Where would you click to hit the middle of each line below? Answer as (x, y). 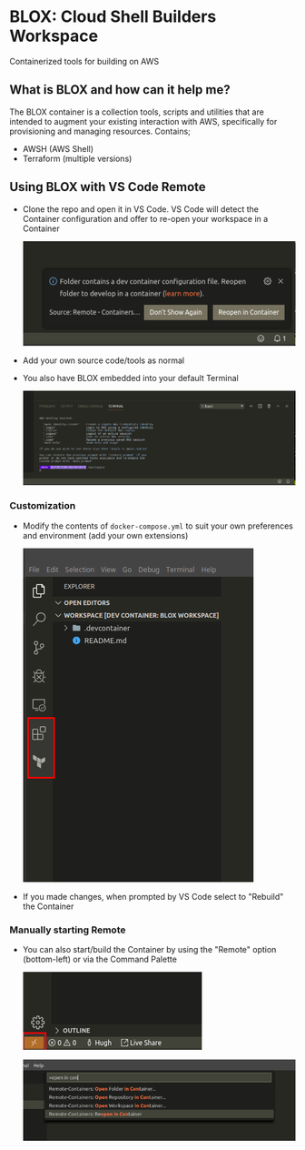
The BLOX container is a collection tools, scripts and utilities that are (137, 112)
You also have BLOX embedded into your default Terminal (130, 378)
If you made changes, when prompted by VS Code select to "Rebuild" (153, 896)
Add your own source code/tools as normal (103, 360)
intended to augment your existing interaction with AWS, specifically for (143, 121)
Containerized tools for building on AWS (84, 61)
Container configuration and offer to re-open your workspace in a (145, 218)
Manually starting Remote (68, 930)
